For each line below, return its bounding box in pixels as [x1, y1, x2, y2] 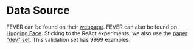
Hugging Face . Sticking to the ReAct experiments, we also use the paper [6, 29, 188, 36]
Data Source [6, 4, 70, 17]
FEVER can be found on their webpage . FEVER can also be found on [6, 23, 178, 30]
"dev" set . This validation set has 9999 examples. [6, 36, 131, 43]
